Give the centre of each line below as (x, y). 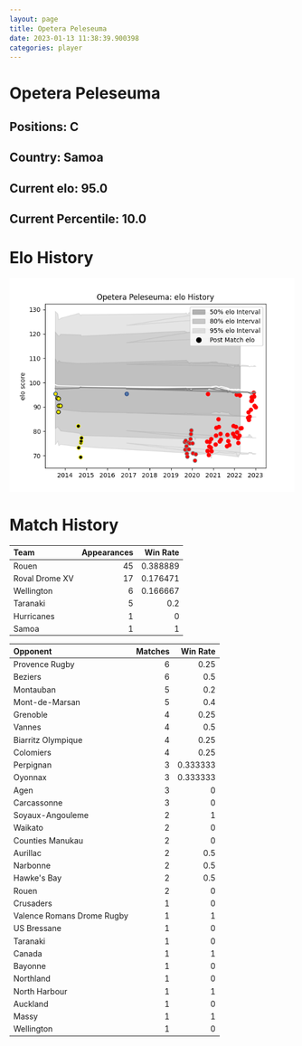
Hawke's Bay (38, 878)
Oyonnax (30, 777)
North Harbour (40, 991)
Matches (153, 651)
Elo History (52, 258)
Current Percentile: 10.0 (78, 219)
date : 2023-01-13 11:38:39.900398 (75, 38)
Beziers (28, 677)
